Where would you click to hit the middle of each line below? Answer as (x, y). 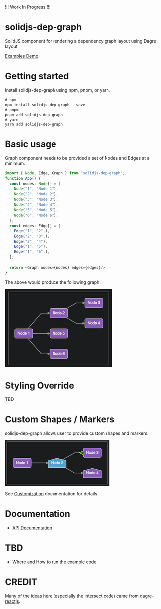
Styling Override (40, 386)
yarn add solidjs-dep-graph (34, 124)
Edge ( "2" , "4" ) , (31, 242)
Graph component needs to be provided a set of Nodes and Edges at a (77, 158)
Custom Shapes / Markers (60, 420)
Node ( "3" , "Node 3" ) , (36, 199)
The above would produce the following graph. (53, 282)
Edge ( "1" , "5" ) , (31, 247)
